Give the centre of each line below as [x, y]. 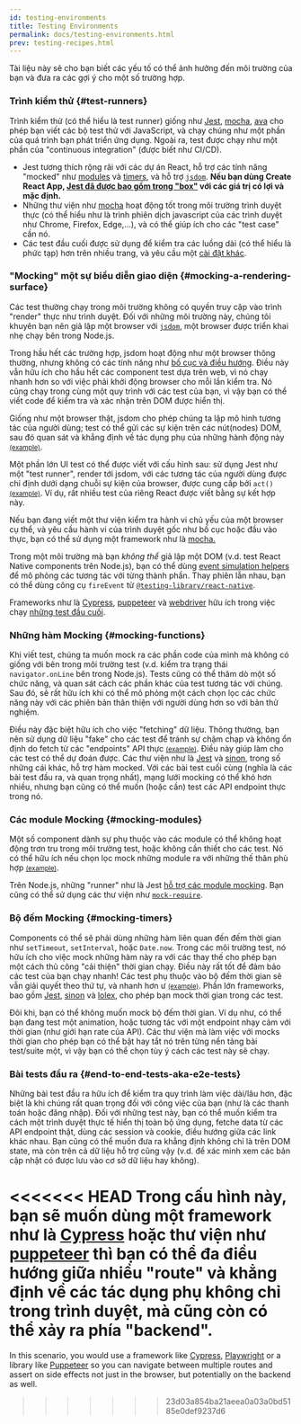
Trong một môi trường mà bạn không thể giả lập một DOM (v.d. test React [145, 556]
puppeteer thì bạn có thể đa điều [133, 1254]
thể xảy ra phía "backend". [111, 1331]
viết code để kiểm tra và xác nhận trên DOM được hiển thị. [117, 400]
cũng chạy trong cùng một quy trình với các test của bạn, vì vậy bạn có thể [148, 391]
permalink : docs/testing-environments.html [92, 34]
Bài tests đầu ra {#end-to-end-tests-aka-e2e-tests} [125, 1073]
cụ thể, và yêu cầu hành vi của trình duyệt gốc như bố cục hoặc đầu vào [143, 529]
